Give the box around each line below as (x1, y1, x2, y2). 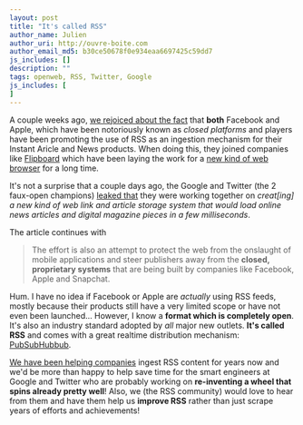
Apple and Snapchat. (31, 273, 111, 284)
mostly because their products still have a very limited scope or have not (9, 301, 281, 311)
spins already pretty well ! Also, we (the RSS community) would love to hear (9, 385, 294, 396)
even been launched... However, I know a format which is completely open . (9, 310, 295, 321)
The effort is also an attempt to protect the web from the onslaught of (31, 244, 292, 255)
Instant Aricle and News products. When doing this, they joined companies (9, 143, 288, 154)
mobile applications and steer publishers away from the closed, (31, 253, 270, 264)
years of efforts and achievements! (9, 405, 141, 416)
